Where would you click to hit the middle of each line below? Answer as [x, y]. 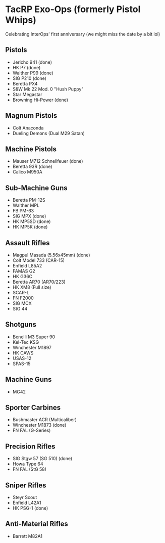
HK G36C [22, 276]
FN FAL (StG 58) [30, 469]
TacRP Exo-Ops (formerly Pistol [73, 9]
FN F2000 [23, 298]
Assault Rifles [27, 243]
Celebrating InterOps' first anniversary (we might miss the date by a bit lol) [83, 34]
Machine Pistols [31, 149]
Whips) [21, 20]
